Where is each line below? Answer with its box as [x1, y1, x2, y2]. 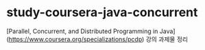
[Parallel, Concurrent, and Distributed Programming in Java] [6, 27, 176, 35]
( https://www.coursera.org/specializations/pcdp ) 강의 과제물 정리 [6, 35, 189, 43]
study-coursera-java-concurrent [6, 5, 198, 20]
